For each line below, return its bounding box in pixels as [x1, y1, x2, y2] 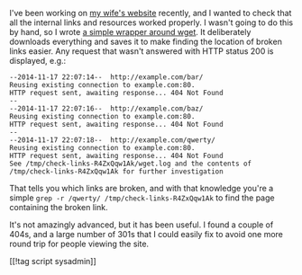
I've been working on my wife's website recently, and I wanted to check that [9, 8, 292, 18]
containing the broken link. [9, 202, 108, 212]
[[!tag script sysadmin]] [9, 256, 96, 266]
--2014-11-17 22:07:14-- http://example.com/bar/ [9, 73, 204, 82]
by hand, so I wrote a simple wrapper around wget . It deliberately [9, 27, 252, 37]
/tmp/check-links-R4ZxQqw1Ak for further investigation [9, 167, 224, 176]
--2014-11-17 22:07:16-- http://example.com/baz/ [9, 104, 204, 113]
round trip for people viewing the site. [9, 238, 150, 249]
